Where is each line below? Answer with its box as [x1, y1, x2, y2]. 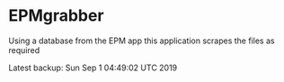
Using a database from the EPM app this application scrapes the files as [8, 35, 275, 46]
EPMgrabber [8, 5, 104, 26]
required [8, 44, 40, 55]
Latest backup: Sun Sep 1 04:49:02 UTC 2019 [8, 62, 178, 73]
